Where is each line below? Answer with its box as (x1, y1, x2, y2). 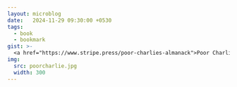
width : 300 (13, 69, 46, 76)
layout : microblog (7, 10, 61, 18)
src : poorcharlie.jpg (13, 62, 78, 69)
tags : (7, 23, 23, 30)
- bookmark (13, 36, 46, 43)
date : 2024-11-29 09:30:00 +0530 (7, 17, 112, 24)
